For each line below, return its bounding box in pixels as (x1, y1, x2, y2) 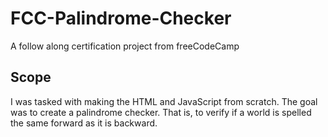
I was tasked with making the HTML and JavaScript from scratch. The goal (10, 95, 318, 107)
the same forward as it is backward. (10, 117, 158, 129)
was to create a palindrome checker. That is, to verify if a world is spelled (10, 106, 312, 118)
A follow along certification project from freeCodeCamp (10, 40, 240, 52)
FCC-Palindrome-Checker (10, 7, 232, 30)
